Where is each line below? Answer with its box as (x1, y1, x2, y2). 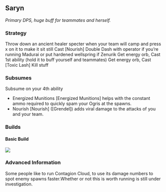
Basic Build (5, 136, 29, 142)
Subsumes (5, 75, 32, 82)
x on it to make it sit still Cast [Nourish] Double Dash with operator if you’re (5, 46, 159, 52)
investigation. (5, 181, 33, 187)
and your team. (12, 111, 44, 117)
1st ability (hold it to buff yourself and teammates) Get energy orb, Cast (5, 57, 151, 63)
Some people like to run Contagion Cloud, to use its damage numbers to (5, 170, 154, 176)
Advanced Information (5, 159, 61, 166)
